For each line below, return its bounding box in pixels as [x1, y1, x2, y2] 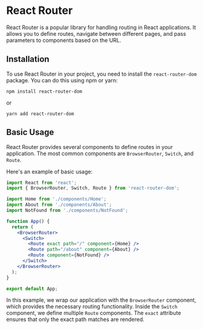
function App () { [6, 218, 50, 224]
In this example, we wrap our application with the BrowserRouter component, [6, 296, 196, 304]
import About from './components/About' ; [6, 202, 112, 208]
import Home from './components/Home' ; [6, 196, 107, 202]
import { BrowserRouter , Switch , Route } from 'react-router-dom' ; [6, 185, 180, 191]
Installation [6, 54, 50, 64]
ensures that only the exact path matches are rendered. [6, 316, 145, 323]
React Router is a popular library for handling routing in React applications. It [6, 24, 196, 31]
